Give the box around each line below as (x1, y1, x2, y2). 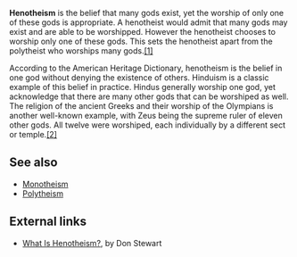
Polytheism (21, 187, 64, 199)
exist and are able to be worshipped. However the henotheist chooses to (9, 27, 276, 37)
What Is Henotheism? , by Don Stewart (21, 237, 162, 248)
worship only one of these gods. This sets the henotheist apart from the (9, 36, 274, 46)
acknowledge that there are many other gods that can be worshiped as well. (9, 91, 289, 102)
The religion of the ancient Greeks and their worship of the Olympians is (9, 101, 274, 111)
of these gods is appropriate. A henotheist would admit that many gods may (9, 17, 288, 28)
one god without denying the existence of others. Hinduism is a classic (9, 72, 269, 83)
